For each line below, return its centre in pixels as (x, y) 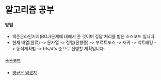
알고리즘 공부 (30, 10)
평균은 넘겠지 (24, 72)
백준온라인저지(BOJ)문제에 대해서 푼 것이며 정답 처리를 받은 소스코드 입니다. (84, 37)
